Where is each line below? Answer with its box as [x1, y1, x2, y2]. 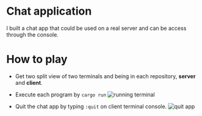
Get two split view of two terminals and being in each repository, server [15, 72, 196, 80]
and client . [15, 79, 43, 86]
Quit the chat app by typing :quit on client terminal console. [15, 103, 167, 110]
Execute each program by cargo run [15, 90, 107, 98]
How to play [6, 53, 68, 67]
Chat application [6, 4, 92, 18]
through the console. [6, 31, 59, 38]
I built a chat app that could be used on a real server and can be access [6, 24, 187, 32]
